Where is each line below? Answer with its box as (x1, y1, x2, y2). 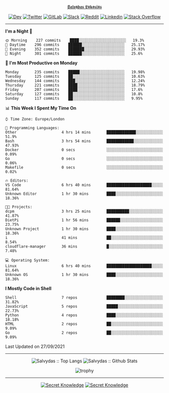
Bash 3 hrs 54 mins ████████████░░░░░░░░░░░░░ (5, 139, 163, 144)
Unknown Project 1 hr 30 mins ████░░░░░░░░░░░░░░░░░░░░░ (5, 226, 163, 231)
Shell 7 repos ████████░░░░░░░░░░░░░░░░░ (5, 295, 163, 300)
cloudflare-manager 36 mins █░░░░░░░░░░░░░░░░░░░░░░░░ (5, 244, 163, 249)
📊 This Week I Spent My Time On (5, 105, 76, 111)
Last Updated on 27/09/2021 (5, 343, 65, 349)
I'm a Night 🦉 (5, 28, 33, 34)
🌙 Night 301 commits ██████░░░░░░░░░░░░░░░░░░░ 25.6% (5, 51, 143, 56)
